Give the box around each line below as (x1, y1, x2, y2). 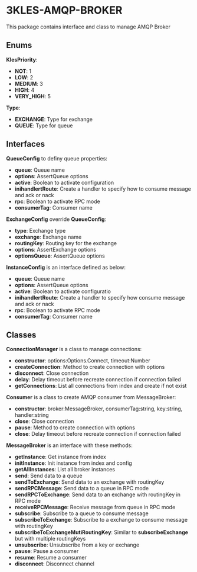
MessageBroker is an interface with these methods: (6, 442, 133, 449)
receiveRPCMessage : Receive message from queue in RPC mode (14, 504, 176, 511)
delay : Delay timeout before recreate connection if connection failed (14, 376, 181, 383)
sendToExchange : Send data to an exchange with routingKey (14, 478, 165, 486)
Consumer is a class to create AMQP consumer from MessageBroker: (6, 394, 176, 401)
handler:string (14, 412, 49, 419)
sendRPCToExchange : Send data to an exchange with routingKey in (14, 491, 181, 498)
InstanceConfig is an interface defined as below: (6, 263, 126, 271)
